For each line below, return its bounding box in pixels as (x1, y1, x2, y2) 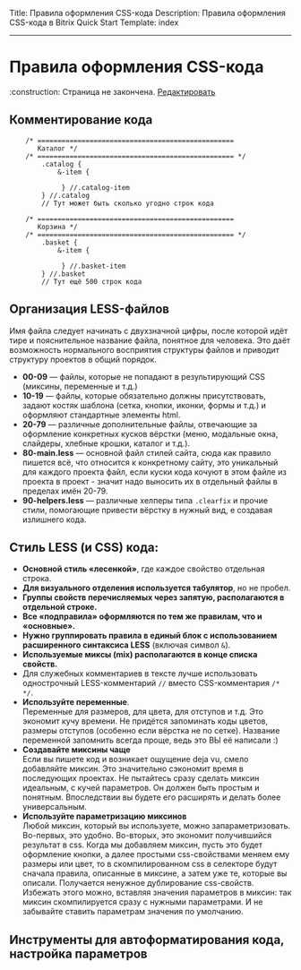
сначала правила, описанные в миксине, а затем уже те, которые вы (21, 868, 288, 879)
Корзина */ (37, 222, 78, 231)
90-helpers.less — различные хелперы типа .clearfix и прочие (21, 494, 269, 505)
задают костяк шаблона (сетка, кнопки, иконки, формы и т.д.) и (21, 399, 267, 410)
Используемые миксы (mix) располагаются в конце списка (21, 649, 258, 660)
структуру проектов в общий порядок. (9, 354, 157, 365)
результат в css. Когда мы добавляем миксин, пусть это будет (21, 839, 262, 850)
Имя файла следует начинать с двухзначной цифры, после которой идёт (9, 325, 288, 336)
